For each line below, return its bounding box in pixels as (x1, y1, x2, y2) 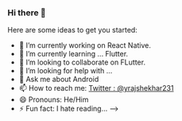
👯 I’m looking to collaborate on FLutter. (18, 57, 146, 67)
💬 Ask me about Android (18, 75, 99, 84)
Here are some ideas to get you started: (7, 25, 138, 35)
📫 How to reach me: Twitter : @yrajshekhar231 (18, 84, 174, 93)
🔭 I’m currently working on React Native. (18, 41, 152, 50)
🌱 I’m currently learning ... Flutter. (18, 49, 129, 59)
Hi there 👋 (7, 7, 47, 18)
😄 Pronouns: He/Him (18, 95, 89, 104)
